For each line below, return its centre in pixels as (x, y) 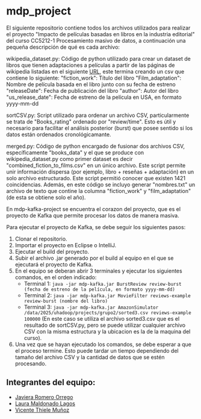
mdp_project (39, 11)
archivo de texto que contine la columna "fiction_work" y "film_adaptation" (99, 191)
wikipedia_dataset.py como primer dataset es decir (70, 159)
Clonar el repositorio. (41, 239)
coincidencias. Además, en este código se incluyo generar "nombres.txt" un (101, 184)
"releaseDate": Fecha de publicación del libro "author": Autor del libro (92, 90)
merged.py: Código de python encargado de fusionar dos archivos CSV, (96, 146)
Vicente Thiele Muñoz (42, 410)
